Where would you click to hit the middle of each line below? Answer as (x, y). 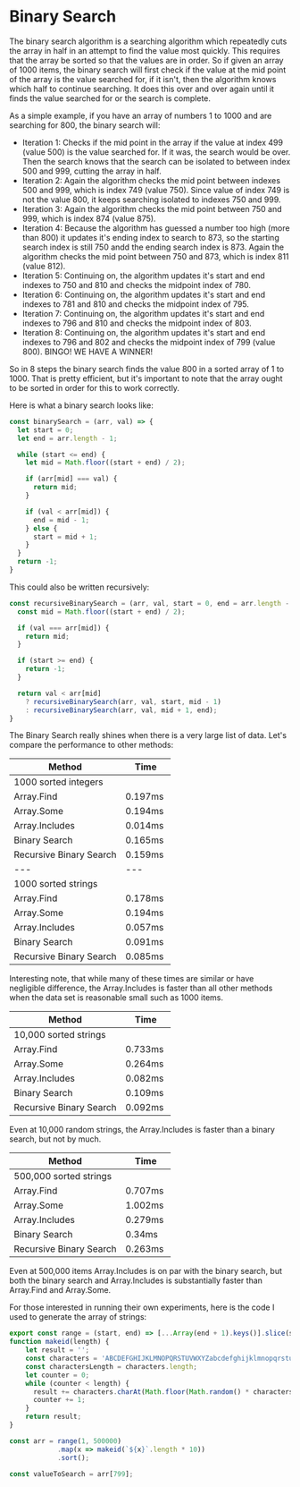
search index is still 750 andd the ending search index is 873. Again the (153, 247)
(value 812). (44, 266)
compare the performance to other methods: (92, 745)
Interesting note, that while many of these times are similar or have (132, 979)
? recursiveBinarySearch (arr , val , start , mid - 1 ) (123, 701)
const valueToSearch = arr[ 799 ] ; (71, 1474)
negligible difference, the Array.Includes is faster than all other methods (141, 988)
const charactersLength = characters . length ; (112, 1366)
